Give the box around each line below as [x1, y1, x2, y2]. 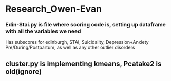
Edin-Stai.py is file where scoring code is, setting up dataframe [5, 21, 166, 29]
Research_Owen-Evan [5, 3, 102, 15]
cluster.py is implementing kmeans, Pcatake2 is [5, 59, 162, 68]
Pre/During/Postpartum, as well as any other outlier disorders [5, 44, 135, 51]
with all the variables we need [5, 28, 81, 35]
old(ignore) [5, 67, 42, 76]
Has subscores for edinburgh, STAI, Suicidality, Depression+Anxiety [5, 39, 149, 45]
